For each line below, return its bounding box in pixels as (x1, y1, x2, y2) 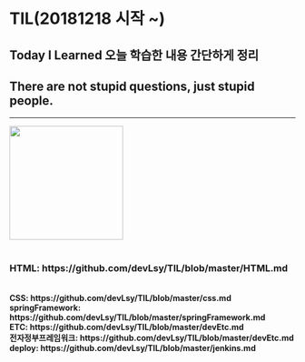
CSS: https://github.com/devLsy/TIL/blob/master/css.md (9, 292, 231, 303)
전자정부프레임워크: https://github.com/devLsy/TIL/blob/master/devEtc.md (9, 332, 295, 343)
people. (9, 93, 54, 108)
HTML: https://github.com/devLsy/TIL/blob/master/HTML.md (9, 262, 289, 275)
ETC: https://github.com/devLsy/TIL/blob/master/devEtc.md (9, 321, 244, 332)
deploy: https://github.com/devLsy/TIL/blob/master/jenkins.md (9, 342, 256, 353)
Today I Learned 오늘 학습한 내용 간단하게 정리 (9, 47, 260, 63)
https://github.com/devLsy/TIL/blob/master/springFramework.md (9, 311, 266, 323)
